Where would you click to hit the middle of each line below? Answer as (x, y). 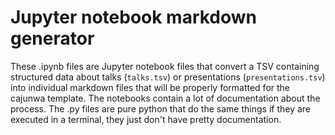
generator (52, 38)
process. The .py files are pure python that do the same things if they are (161, 108)
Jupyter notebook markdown (134, 17)
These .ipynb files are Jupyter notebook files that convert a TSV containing (165, 66)
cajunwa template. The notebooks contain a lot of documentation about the (165, 98)
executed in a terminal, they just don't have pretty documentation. (146, 119)
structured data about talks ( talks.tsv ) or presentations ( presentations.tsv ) (168, 77)
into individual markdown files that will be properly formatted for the (150, 87)
